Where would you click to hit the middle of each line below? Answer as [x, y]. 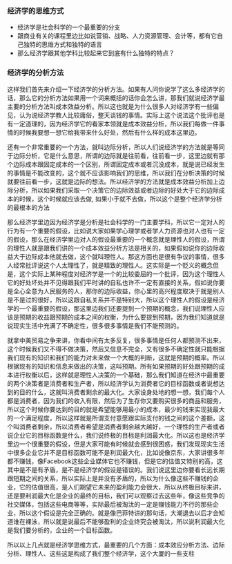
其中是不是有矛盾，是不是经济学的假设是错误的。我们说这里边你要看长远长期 [116, 469]
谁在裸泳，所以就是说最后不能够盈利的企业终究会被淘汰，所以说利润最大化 [119, 521]
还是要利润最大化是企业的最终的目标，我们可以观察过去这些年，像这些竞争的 [116, 496]
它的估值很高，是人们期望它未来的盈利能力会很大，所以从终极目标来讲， [122, 487]
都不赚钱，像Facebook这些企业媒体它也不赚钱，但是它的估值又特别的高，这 [115, 461]
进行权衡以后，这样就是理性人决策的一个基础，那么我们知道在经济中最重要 [119, 375]
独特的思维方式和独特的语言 [62, 45]
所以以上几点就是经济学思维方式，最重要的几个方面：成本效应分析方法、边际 [116, 545]
